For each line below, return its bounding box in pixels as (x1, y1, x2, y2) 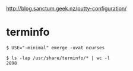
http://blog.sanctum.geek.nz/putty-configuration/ (6, 5, 127, 12)
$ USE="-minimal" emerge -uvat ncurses (6, 45, 105, 50)
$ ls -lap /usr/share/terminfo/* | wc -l (6, 55, 110, 61)
